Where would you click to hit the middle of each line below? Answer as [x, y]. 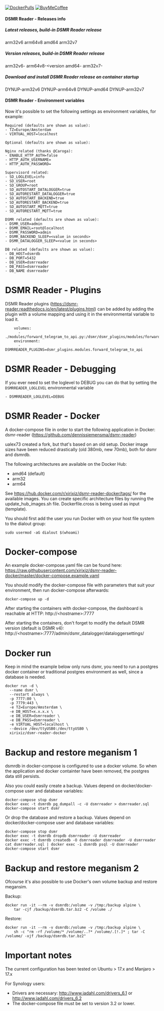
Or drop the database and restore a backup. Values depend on [68, 817]
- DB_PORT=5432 [20, 258]
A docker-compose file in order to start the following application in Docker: [80, 430]
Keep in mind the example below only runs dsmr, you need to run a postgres [82, 667]
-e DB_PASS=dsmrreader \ [35, 720]
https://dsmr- [65, 303]
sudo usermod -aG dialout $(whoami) [42, 533]
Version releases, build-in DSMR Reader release [55, 53]
